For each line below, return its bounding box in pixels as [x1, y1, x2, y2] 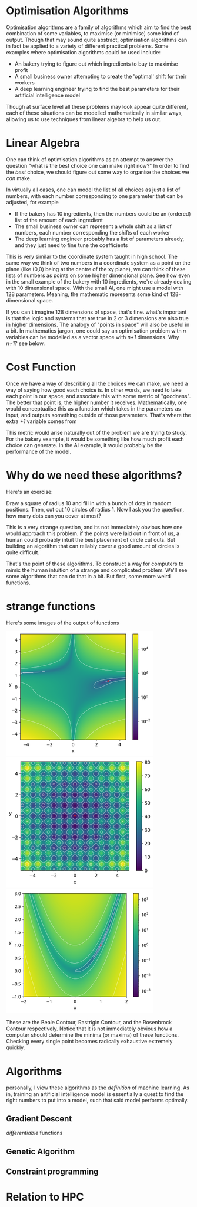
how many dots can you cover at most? [6, 512, 102, 519]
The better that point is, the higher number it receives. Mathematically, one [6, 399, 187, 406]
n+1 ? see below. [6, 340, 45, 347]
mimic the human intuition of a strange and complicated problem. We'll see [6, 566, 188, 574]
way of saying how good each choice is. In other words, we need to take [6, 386, 182, 393]
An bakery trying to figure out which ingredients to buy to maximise [14, 60, 178, 67]
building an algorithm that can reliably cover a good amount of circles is [6, 542, 180, 549]
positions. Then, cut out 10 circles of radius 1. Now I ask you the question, [6, 506, 184, 513]
